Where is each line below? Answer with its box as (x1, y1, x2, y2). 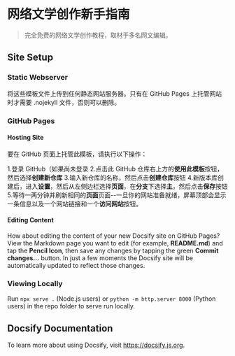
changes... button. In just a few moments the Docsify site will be (7, 253, 194, 262)
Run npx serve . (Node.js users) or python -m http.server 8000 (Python (7, 294, 216, 303)
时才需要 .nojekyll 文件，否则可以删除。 (7, 98, 121, 106)
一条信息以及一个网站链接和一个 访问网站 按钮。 (7, 199, 142, 208)
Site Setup (7, 52, 54, 64)
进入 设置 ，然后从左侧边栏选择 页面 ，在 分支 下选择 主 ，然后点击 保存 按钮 (25, 182, 228, 190)
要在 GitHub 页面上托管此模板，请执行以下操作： (7, 150, 148, 158)
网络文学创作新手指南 (7, 6, 131, 22)
